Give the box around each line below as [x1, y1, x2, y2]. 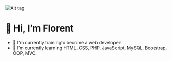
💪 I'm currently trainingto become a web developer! [12, 39, 122, 45]
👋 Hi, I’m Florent [5, 23, 74, 34]
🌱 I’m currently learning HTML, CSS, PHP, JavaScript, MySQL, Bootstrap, [12, 45, 167, 51]
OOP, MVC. [12, 50, 37, 56]
